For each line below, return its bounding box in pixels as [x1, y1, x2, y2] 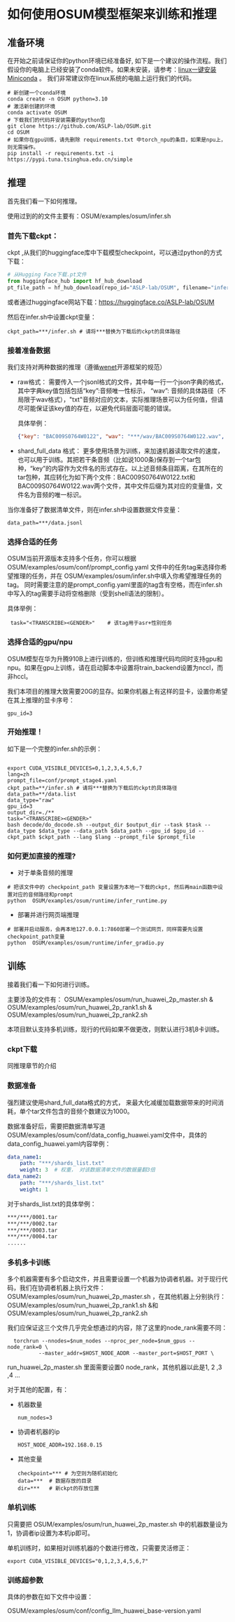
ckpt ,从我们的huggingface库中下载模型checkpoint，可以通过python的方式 [7, 249, 222, 257]
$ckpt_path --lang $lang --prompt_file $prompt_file [38, 833, 196, 840]
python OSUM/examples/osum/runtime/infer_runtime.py [7, 897, 168, 904]
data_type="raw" [7, 796, 55, 804]
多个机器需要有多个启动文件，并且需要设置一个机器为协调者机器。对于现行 [7, 1275, 222, 1284]
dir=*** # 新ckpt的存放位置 [17, 1485, 99, 1492]
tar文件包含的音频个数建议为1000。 [31, 1107, 134, 1115]
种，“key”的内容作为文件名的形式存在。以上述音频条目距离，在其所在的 [17, 464, 224, 473]
